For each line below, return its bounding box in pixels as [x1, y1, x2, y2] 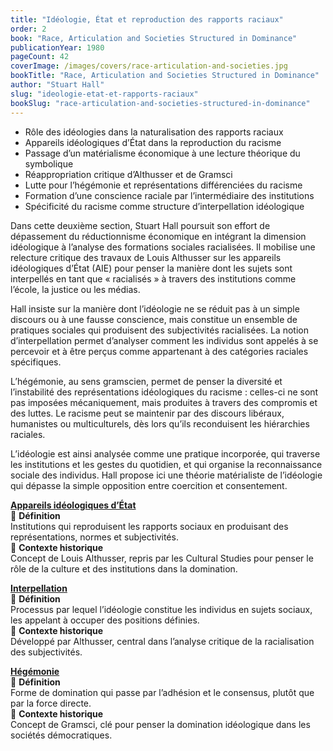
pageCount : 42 [10, 52, 70, 62]
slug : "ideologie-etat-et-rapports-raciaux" [10, 89, 199, 99]
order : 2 [10, 24, 47, 34]
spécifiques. [10, 356, 62, 368]
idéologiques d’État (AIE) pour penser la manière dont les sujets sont [10, 262, 293, 274]
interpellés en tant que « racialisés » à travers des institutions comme [10, 272, 297, 285]
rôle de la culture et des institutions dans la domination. [10, 562, 238, 575]
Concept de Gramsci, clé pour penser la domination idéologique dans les [10, 718, 311, 730]
